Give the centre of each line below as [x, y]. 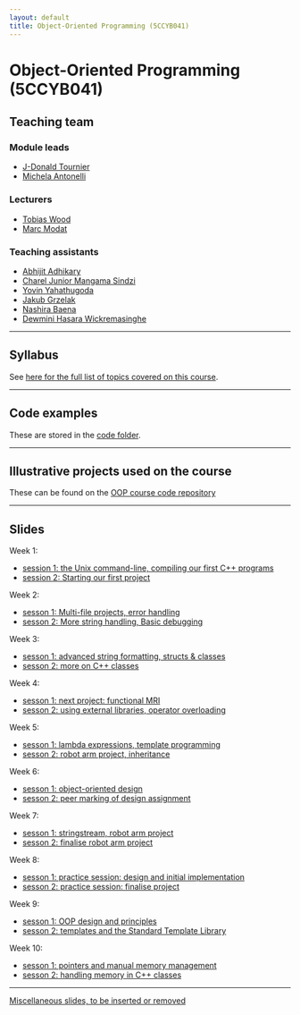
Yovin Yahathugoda [58, 290]
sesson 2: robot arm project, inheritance [96, 754]
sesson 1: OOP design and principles [90, 921]
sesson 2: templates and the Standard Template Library [124, 931]
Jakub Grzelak [49, 300]
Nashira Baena [49, 309]
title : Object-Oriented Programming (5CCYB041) [100, 26]
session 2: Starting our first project [86, 578]
